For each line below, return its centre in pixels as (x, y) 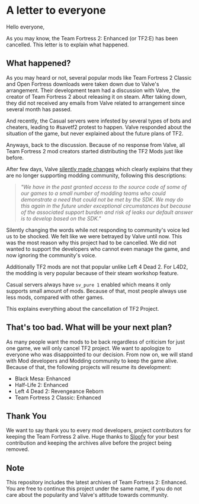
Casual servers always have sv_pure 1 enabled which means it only (89, 284)
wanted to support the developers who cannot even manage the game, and (98, 249)
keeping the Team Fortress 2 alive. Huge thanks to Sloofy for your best (92, 437)
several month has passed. (39, 109)
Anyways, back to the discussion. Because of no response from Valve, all (96, 145)
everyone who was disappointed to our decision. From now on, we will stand (99, 354)
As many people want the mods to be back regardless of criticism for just (96, 342)
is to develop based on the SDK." (61, 218)
